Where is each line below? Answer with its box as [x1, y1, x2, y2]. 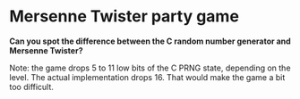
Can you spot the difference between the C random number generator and [9, 36, 291, 46]
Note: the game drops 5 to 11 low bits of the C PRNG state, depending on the [9, 62, 291, 73]
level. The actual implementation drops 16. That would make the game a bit [9, 71, 286, 82]
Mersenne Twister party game [9, 6, 240, 27]
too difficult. [9, 81, 54, 92]
